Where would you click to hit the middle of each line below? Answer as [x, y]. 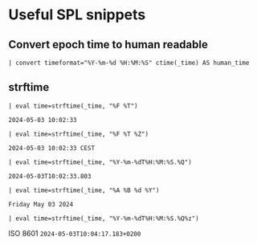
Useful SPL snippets [77, 15]
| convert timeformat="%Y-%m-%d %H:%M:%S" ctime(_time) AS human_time [129, 63]
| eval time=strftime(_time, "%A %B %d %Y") [84, 190]
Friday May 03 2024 [41, 204]
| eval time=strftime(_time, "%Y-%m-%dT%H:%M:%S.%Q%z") [104, 218]
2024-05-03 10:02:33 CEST [51, 148]
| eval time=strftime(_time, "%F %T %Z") [79, 134]
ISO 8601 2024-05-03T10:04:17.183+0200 [75, 233]
